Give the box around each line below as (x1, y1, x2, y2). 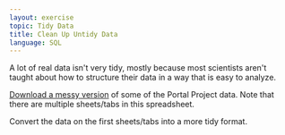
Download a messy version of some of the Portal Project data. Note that (9, 89, 275, 100)
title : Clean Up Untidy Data (9, 30, 118, 38)
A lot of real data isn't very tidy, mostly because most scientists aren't (9, 63, 267, 73)
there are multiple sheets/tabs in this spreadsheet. (9, 99, 195, 110)
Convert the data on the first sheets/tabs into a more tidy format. (9, 116, 248, 127)
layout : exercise (9, 13, 74, 22)
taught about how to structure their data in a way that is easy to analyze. (9, 72, 276, 83)
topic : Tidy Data (9, 21, 74, 30)
